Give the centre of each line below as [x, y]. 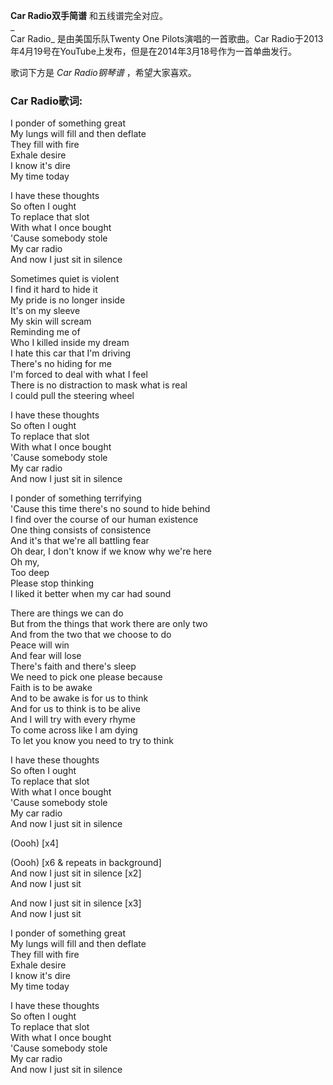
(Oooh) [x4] [34, 843]
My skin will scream [51, 321]
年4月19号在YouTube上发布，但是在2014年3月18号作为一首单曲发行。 [153, 51]
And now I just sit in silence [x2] [76, 873]
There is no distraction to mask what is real [99, 385]
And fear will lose [46, 656]
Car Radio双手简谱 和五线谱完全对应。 [89, 15]
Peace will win [40, 645]
